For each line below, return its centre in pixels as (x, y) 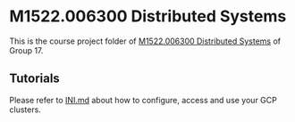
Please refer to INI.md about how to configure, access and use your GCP (143, 100)
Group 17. (26, 50)
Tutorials (34, 79)
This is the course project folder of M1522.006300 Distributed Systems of (145, 41)
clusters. (25, 110)
